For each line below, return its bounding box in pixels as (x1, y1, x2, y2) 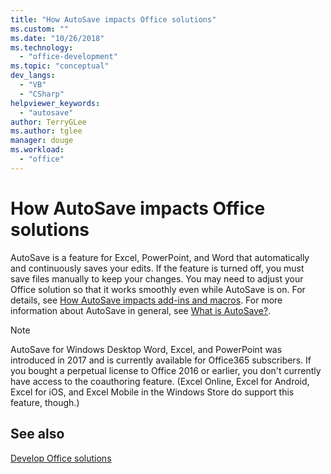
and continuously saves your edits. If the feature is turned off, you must (10, 262, 305, 274)
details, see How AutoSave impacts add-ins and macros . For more (10, 294, 283, 306)
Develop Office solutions (10, 452, 112, 464)
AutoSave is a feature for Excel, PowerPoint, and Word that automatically (10, 251, 310, 263)
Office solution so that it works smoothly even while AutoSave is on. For (10, 283, 306, 295)
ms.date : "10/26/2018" (10, 33, 105, 43)
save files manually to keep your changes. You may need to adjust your (10, 272, 304, 285)
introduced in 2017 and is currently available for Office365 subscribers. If (10, 354, 312, 366)
